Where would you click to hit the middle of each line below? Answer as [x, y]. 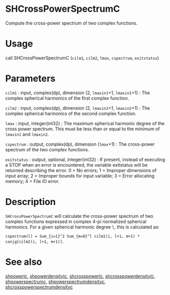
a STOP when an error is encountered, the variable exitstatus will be [76, 165]
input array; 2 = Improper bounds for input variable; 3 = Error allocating [80, 176]
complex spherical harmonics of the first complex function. [67, 98]
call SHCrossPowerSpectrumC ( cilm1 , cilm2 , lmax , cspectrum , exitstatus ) [82, 58]
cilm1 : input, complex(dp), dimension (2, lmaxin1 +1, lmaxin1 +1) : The [78, 93]
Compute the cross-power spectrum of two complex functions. [72, 23]
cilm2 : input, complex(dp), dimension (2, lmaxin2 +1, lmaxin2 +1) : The [78, 108]
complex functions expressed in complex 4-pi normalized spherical [76, 221]
